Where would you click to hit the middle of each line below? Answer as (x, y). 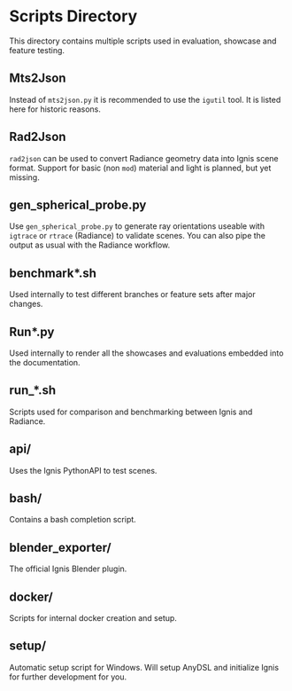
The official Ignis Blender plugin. (68, 569)
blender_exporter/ (61, 547)
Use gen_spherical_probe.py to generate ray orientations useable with (137, 226)
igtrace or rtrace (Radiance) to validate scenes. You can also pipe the (138, 236)
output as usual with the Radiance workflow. (90, 245)
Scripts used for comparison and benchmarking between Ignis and (131, 412)
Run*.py (32, 331)
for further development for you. (68, 677)
